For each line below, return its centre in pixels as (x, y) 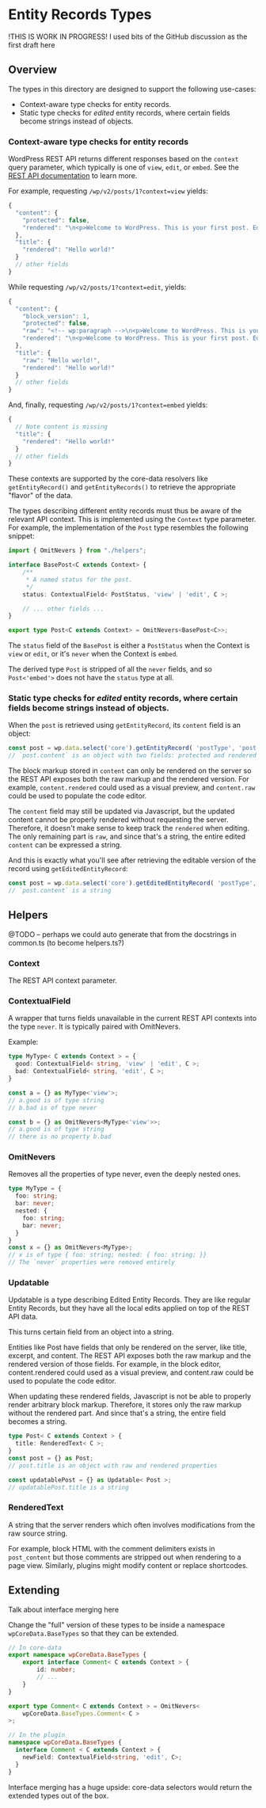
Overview (33, 70)
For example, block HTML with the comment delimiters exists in (112, 1548)
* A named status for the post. (79, 580)
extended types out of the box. (59, 1795)
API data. (23, 1317)
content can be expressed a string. (65, 845)
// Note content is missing (62, 427)
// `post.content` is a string (60, 891)
